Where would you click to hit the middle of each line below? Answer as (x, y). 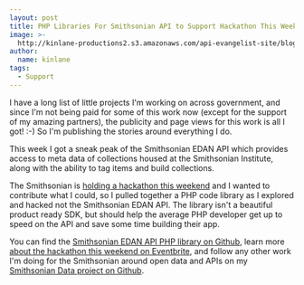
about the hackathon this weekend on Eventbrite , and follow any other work (150, 251)
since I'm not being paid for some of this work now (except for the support (148, 112)
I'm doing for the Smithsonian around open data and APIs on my (129, 261)
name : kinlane (44, 60)
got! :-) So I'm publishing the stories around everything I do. (121, 131)
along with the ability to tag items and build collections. (112, 167)
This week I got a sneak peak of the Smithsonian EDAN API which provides (149, 148)
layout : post (34, 18)
